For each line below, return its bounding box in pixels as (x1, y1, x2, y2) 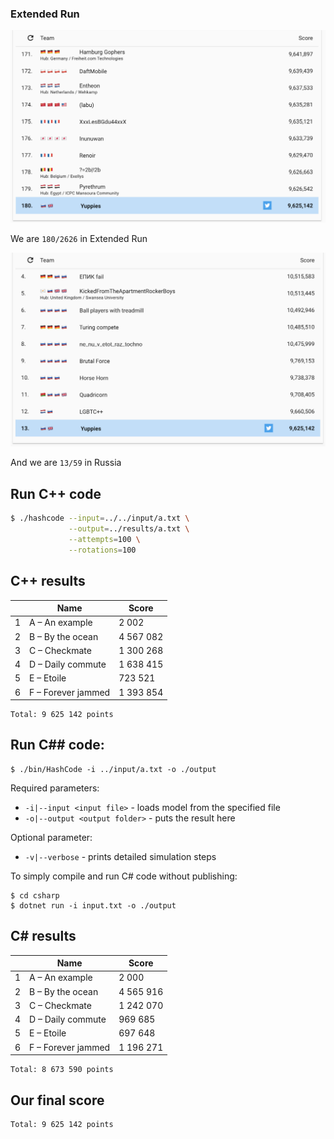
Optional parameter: (10, 831, 93, 843)
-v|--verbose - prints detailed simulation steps (24, 850, 217, 862)
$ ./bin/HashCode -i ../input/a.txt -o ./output (10, 764, 217, 774)
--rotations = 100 (68, 545, 137, 555)
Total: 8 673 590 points (10, 1065, 114, 1075)
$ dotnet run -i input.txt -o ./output (10, 900, 177, 911)
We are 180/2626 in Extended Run (10, 232, 148, 244)
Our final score (10, 1092, 105, 1109)
